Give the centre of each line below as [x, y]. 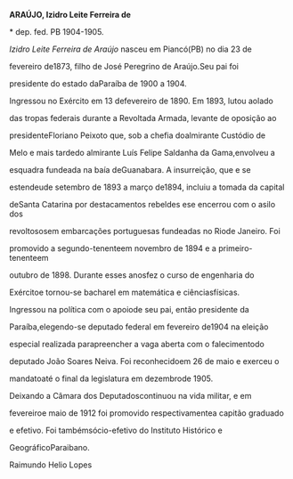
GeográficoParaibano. [50, 447]
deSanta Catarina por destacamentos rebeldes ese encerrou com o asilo [142, 204]
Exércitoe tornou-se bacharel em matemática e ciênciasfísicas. [125, 292]
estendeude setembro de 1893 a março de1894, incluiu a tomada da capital [147, 187]
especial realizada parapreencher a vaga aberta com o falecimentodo [137, 344]
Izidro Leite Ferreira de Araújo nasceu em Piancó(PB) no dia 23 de [130, 49]
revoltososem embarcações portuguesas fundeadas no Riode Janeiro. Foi [145, 231]
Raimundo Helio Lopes [51, 465]
